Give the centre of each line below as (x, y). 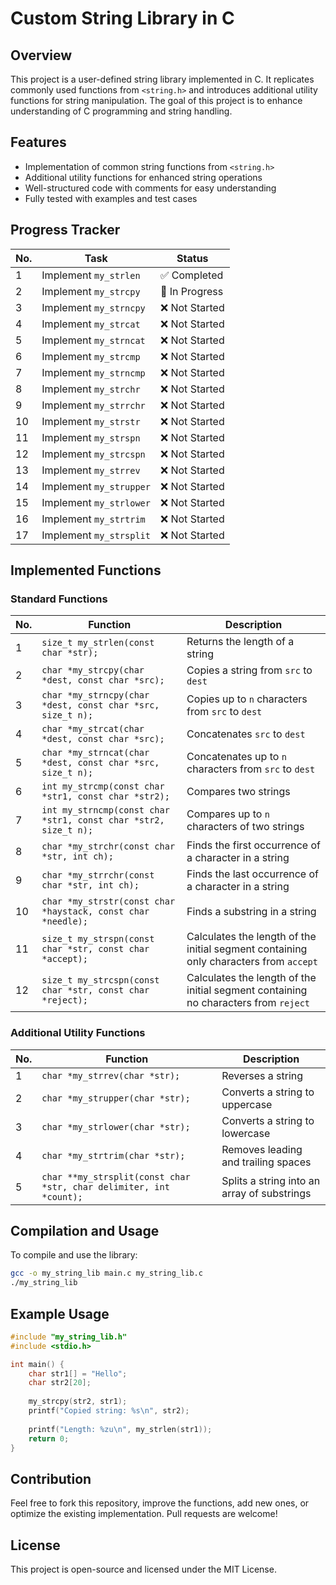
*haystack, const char (95, 911)
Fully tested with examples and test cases (111, 198)
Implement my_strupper (96, 486)
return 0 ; (49, 1438)
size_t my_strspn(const (98, 939)
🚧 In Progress (191, 291)
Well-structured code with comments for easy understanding (150, 188)
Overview (41, 55)
